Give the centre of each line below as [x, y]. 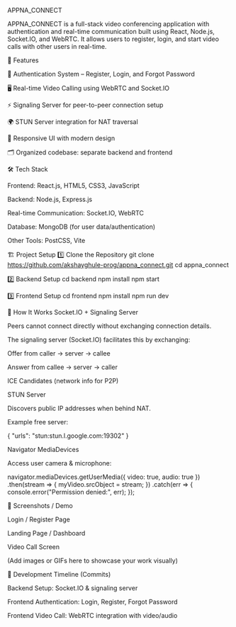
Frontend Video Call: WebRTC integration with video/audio [92, 615]
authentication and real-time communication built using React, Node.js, [111, 32]
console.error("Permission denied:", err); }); [71, 492]
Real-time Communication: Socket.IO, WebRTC [75, 213]
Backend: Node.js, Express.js [50, 199]
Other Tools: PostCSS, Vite [46, 241]
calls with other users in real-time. [57, 46]
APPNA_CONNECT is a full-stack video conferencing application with [108, 24]
